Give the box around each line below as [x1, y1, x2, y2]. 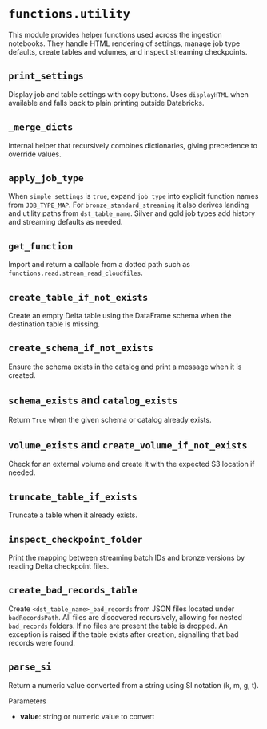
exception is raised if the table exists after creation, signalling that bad [8, 629, 239, 639]
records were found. [8, 638, 76, 647]
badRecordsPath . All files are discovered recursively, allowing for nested [8, 612, 242, 622]
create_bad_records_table [8, 585, 137, 596]
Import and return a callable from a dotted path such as [8, 260, 190, 269]
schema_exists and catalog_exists [8, 394, 178, 407]
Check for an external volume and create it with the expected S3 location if [8, 460, 255, 469]
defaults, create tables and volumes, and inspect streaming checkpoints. [8, 47, 248, 56]
